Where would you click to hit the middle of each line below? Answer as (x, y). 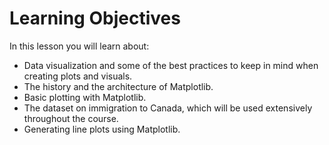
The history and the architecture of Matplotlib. (118, 86)
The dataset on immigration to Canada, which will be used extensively (168, 108)
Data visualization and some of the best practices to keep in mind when (171, 65)
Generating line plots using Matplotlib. (102, 129)
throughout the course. (71, 118)
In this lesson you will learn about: (79, 46)
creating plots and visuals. (78, 76)
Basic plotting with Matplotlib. (85, 97)
